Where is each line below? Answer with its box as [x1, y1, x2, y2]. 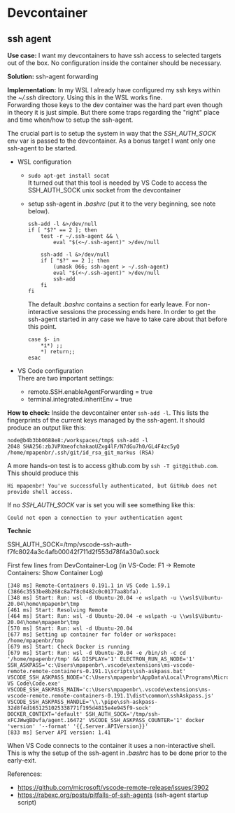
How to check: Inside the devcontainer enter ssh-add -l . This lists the [7, 409, 209, 417]
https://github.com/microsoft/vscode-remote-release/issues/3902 [17, 784, 209, 791]
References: [7, 770, 42, 778]
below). [27, 207, 50, 215]
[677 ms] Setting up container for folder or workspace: [7, 631, 177, 638]
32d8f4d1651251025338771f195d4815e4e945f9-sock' [7, 705, 152, 712]
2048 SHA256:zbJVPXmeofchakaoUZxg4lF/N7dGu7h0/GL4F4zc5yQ [7, 443, 180, 450]
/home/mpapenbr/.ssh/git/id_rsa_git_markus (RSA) [7, 449, 155, 456]
